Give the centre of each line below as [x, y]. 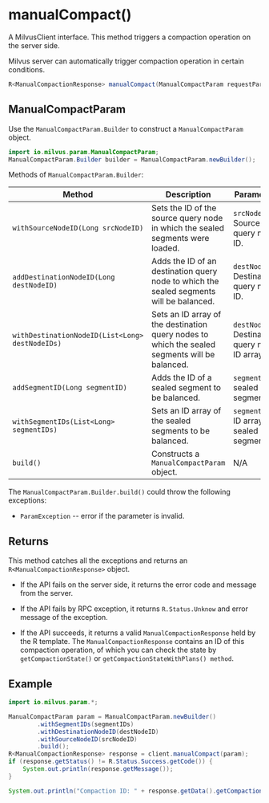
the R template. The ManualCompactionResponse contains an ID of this [132, 642]
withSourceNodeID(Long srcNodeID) [78, 228]
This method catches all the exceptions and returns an [98, 560]
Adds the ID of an [184, 261]
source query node [187, 218]
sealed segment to [186, 388]
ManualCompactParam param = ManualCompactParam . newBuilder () [112, 716]
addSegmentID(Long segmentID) [70, 388]
